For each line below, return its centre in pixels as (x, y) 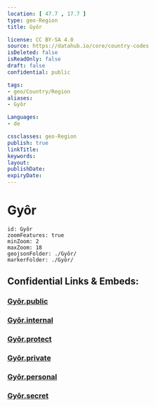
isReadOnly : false (34, 59)
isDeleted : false (33, 53)
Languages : (23, 117)
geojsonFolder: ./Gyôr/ (42, 254)
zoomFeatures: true (36, 235)
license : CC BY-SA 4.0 (40, 39)
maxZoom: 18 (25, 247)
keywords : (22, 156)
